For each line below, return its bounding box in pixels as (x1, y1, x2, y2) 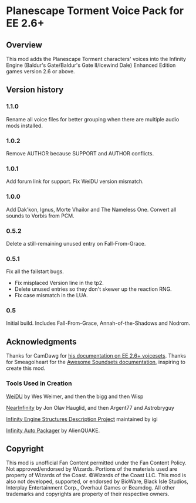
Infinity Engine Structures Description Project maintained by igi (6, 415, 158, 423)
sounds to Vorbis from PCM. (6, 212, 75, 219)
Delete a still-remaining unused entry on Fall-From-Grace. (6, 240, 146, 247)
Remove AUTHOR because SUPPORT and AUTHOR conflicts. (6, 149, 154, 157)
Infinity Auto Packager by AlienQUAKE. (6, 427, 100, 434)
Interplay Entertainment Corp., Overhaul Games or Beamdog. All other (6, 484, 175, 491)
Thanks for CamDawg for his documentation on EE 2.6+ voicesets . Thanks (6, 352, 187, 359)
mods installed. (6, 122, 43, 129)
